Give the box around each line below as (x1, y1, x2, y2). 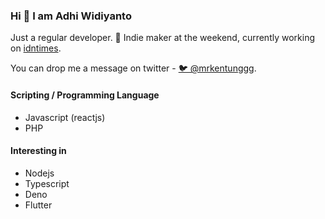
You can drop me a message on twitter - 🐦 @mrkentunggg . (10, 62, 257, 74)
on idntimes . (10, 42, 62, 54)
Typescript (24, 177, 70, 189)
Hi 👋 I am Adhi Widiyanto (10, 9, 132, 23)
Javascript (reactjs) (24, 111, 106, 123)
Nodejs (24, 167, 55, 179)
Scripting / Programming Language (10, 89, 160, 101)
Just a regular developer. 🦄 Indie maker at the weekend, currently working (10, 32, 315, 44)
